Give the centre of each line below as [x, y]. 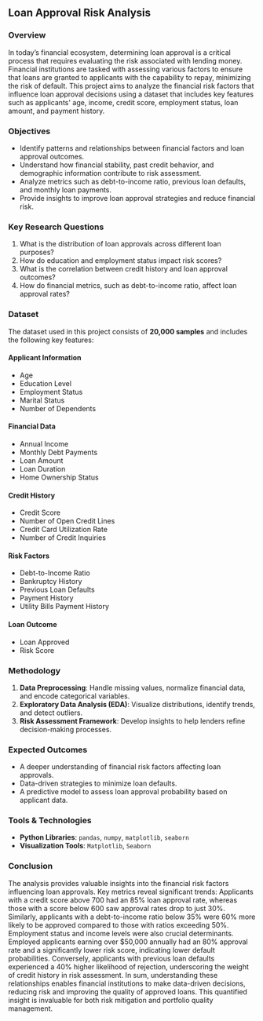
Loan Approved [44, 642]
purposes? [37, 252]
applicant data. [44, 800]
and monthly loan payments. [66, 190]
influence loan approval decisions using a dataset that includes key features [131, 94]
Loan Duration [42, 469]
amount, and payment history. [57, 111]
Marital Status [42, 400]
